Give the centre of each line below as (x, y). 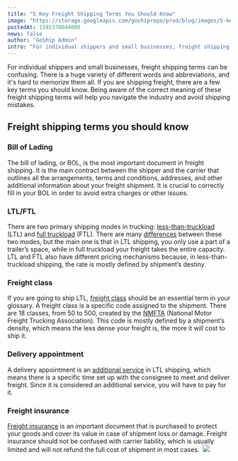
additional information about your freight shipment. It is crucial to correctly (116, 185)
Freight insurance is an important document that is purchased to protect (112, 426)
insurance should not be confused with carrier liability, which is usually (111, 441)
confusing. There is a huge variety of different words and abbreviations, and (119, 74)
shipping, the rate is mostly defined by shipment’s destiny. (121, 264)
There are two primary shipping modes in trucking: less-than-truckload (111, 226)
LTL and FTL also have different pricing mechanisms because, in (102, 257)
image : (17, 21)
